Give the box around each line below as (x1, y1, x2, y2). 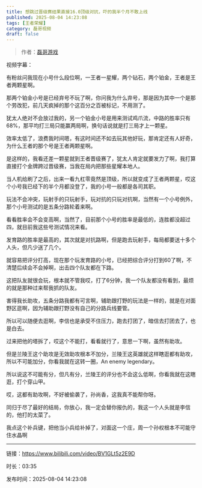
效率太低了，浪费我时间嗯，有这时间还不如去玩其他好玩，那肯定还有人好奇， (6, 135, 196, 142)
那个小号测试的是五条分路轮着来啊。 (6, 203, 96, 210)
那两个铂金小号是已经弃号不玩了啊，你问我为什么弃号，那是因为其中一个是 (6, 94, 191, 102)
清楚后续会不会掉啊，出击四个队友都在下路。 (6, 264, 117, 271)
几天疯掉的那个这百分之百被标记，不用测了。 (37, 102, 148, 109)
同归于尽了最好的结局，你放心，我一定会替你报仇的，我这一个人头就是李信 (6, 404, 191, 411)
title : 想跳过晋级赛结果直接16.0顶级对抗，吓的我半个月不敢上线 (6, 8, 148, 15)
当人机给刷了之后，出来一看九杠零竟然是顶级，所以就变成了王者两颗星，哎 (6, 175, 191, 183)
